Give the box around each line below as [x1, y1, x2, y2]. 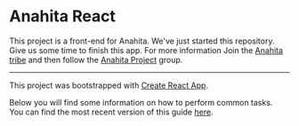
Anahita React [9, 6, 116, 27]
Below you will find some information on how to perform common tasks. [9, 97, 273, 107]
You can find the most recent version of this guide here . [9, 106, 214, 117]
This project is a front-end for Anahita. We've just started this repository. [9, 35, 275, 46]
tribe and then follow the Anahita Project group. [9, 54, 183, 65]
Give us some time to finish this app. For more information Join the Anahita [9, 44, 283, 55]
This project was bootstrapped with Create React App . [9, 80, 209, 91]
